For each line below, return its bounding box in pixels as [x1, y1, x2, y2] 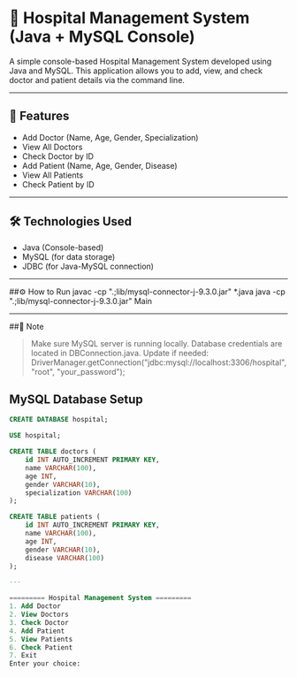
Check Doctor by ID [21, 150, 95, 162]
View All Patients [21, 170, 84, 180]
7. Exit [9, 651, 38, 660]
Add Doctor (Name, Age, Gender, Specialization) [21, 132, 199, 142]
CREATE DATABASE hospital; [9, 415, 109, 424]
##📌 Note [9, 321, 44, 331]
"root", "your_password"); [30, 366, 126, 377]
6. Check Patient [9, 643, 73, 652]
